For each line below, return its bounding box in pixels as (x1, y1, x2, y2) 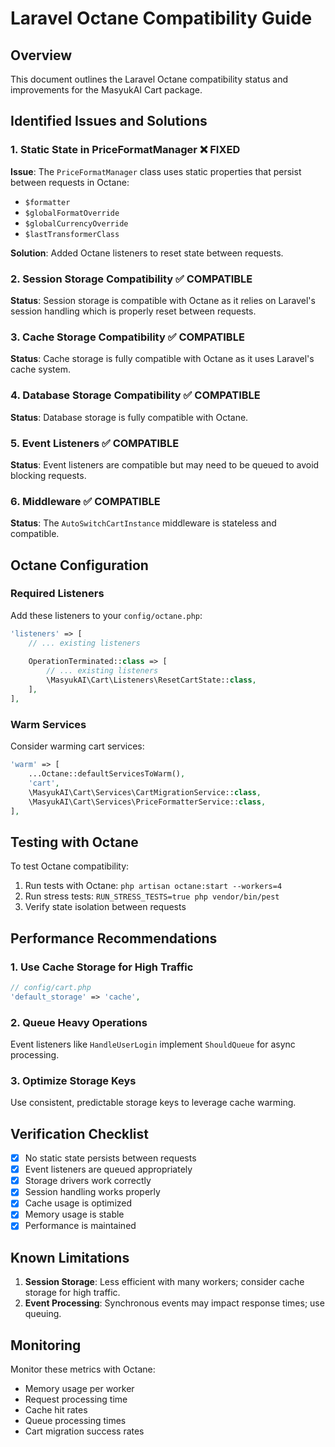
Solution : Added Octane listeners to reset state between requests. (10, 247, 284, 259)
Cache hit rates (24, 1404, 88, 1416)
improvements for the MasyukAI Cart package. (10, 84, 203, 96)
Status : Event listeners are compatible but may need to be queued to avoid (10, 458, 320, 471)
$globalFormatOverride (24, 208, 120, 218)
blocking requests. (10, 469, 87, 481)
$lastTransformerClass (24, 229, 120, 239)
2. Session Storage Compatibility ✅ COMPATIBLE (10, 272, 253, 286)
